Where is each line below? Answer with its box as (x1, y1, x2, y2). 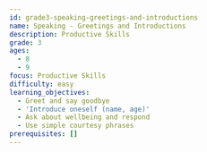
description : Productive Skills (9, 30, 130, 38)
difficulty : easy (9, 80, 74, 89)
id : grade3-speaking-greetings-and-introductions (9, 13, 199, 22)
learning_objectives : (9, 88, 91, 97)
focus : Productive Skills (9, 72, 106, 80)
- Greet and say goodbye (17, 96, 110, 106)
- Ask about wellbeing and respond (17, 113, 151, 122)
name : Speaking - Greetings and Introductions (9, 21, 186, 30)
